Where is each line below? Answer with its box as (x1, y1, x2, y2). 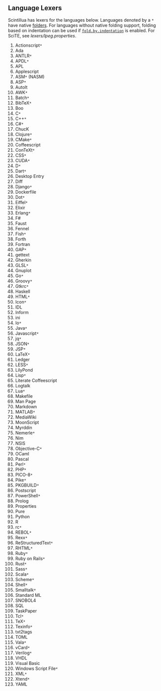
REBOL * (15, 529, 32, 535)
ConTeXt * (15, 147, 35, 153)
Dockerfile (15, 189, 36, 195)
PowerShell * (15, 492, 41, 498)
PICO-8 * (15, 472, 33, 478)
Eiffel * (15, 199, 28, 205)
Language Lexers (8, 4, 62, 12)
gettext (15, 251, 30, 258)
